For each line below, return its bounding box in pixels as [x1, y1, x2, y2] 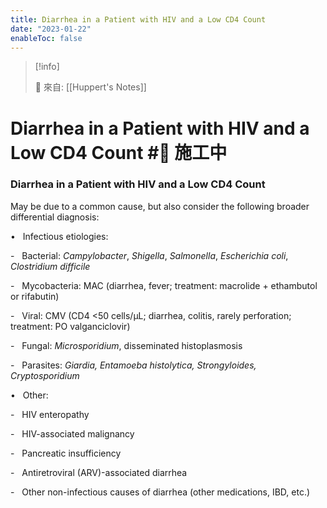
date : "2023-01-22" [10, 24, 92, 34]
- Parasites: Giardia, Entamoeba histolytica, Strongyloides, [10, 359, 257, 371]
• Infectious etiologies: [10, 230, 109, 242]
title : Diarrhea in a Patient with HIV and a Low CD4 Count [10, 14, 267, 25]
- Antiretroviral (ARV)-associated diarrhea [10, 466, 188, 478]
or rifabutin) [10, 290, 60, 302]
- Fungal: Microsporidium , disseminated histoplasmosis [10, 339, 243, 351]
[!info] [34, 61, 60, 73]
